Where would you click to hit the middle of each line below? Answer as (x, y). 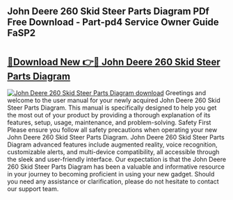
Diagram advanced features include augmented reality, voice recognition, (112, 144)
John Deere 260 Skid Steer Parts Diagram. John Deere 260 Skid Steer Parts (116, 137)
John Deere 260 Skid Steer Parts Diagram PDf (109, 11)
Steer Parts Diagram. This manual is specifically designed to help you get (112, 108)
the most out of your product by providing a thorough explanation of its (109, 115)
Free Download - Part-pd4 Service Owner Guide (113, 23)
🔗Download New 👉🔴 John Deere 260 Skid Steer (114, 62)
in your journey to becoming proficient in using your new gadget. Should (111, 174)
